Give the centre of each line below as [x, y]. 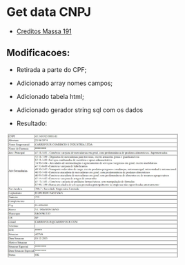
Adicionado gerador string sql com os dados [80, 110]
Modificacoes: [38, 53]
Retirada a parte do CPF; [51, 69]
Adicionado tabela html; [50, 96]
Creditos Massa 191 [44, 31]
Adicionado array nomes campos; [65, 83]
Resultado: [32, 123]
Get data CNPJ [49, 12]
